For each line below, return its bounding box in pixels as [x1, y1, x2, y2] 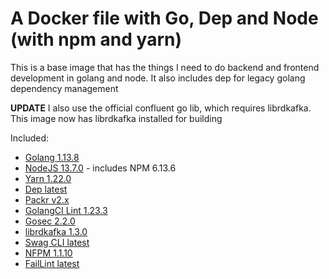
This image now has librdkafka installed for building [10, 112, 223, 124]
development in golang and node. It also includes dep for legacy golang [10, 72, 306, 84]
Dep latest [24, 183, 68, 195]
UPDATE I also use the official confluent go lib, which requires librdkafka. [10, 102, 312, 114]
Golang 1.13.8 [24, 151, 80, 163]
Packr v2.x [24, 193, 70, 206]
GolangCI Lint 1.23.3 [24, 204, 108, 216]
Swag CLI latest [24, 236, 90, 248]
